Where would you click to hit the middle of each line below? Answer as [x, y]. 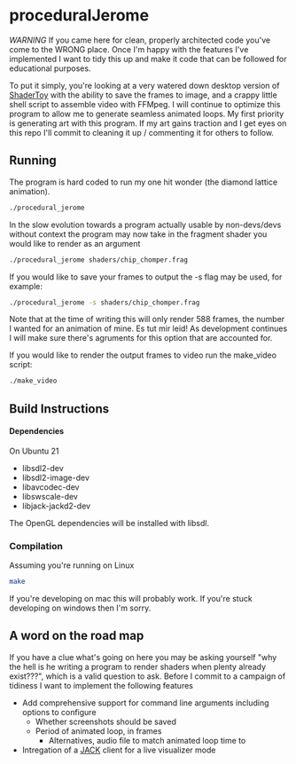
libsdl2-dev [43, 468]
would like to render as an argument [75, 243]
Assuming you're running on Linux [72, 565]
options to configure [59, 712]
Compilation [36, 546]
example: [26, 286]
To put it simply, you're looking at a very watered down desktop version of [144, 85]
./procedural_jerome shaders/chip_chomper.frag [99, 260]
